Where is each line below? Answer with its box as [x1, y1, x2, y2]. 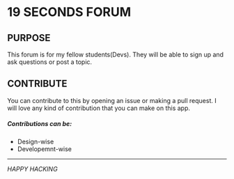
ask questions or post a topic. [7, 58, 93, 66]
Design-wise [17, 137, 54, 146]
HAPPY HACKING [7, 164, 58, 173]
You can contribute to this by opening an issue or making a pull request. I [7, 96, 217, 104]
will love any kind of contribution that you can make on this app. [7, 104, 190, 112]
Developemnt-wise [17, 144, 72, 153]
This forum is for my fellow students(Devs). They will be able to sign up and [7, 50, 224, 59]
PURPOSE [7, 32, 51, 44]
